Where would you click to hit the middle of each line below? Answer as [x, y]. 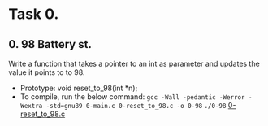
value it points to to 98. [47, 72]
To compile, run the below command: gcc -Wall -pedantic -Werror [132, 97]
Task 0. [34, 14]
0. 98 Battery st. [50, 44]
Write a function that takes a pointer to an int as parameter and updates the [134, 63]
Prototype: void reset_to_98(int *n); [79, 88]
